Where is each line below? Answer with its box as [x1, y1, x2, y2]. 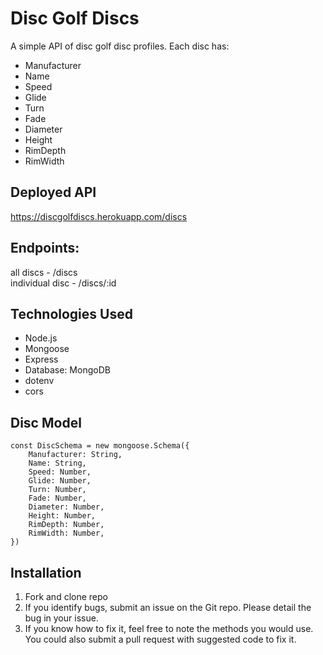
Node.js [24, 332, 58, 344]
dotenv [24, 375, 55, 387]
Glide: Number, [28, 476, 92, 486]
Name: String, [28, 458, 87, 469]
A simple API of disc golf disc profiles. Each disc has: [10, 40, 230, 52]
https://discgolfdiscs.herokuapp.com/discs [10, 210, 188, 222]
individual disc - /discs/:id [10, 277, 117, 289]
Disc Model [10, 414, 82, 431]
